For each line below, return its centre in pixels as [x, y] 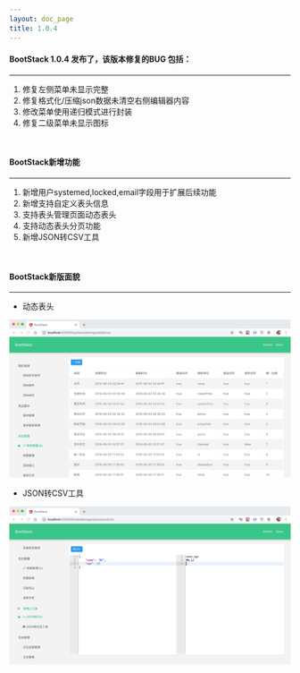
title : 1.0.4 [33, 28]
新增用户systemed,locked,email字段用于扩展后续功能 [119, 192]
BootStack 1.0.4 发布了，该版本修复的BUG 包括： [100, 59]
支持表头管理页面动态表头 [69, 214]
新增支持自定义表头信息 [65, 203]
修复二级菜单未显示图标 [65, 123]
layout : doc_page [42, 19]
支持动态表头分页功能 [61, 226]
